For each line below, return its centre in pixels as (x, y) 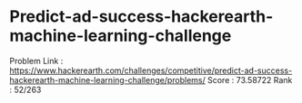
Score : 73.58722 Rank (250, 80)
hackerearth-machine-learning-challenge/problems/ (108, 80)
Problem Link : (36, 61)
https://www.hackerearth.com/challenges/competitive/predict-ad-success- (151, 70)
